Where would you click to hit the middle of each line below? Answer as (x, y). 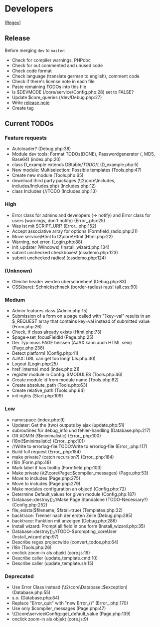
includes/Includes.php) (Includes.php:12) (54, 186)
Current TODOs (29, 124)
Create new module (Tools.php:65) (48, 175)
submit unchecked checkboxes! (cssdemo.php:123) (65, 252)
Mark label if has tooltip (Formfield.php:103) (57, 467)
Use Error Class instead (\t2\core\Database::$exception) (70, 587)
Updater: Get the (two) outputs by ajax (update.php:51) (68, 425)
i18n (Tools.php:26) (32, 547)
